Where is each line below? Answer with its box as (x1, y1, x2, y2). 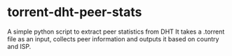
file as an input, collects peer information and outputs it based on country (7, 34, 219, 43)
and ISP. (7, 42, 32, 50)
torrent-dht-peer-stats (7, 4, 142, 20)
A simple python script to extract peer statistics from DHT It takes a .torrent (7, 27, 225, 36)
